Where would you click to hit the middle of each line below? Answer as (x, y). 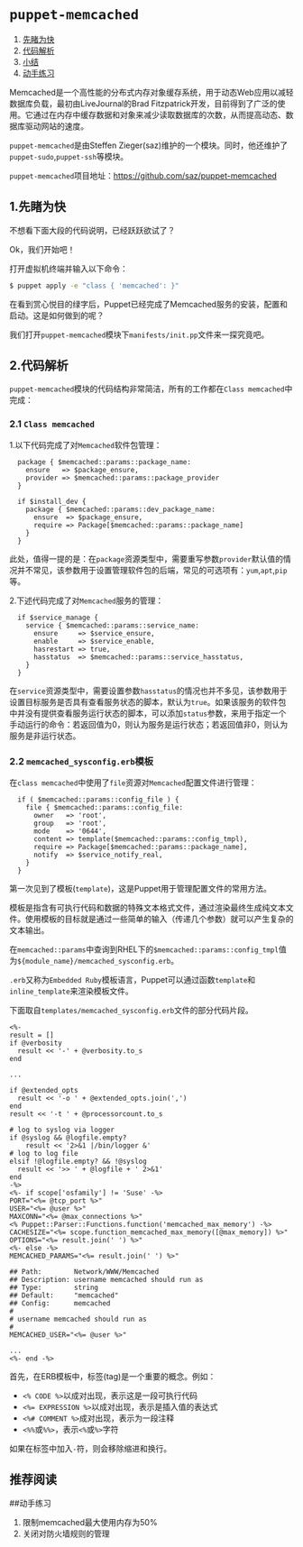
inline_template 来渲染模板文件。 (71, 991)
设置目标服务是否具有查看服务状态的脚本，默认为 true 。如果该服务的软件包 (148, 701)
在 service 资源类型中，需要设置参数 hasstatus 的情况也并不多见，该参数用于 (148, 691)
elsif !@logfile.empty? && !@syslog (78, 1162)
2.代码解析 (39, 366)
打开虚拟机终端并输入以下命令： (69, 269)
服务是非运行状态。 (45, 736)
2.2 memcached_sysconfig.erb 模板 (82, 761)
